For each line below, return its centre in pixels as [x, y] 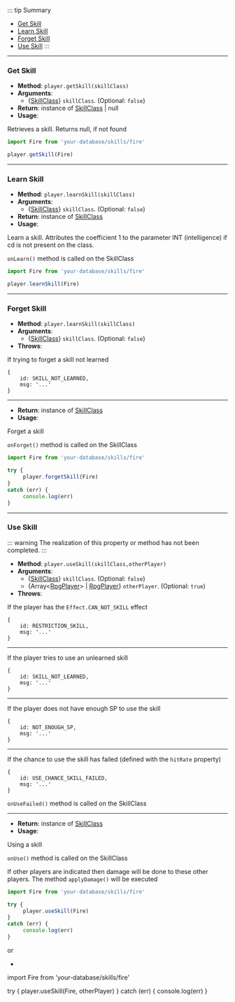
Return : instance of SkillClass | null [68, 108]
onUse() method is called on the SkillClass [67, 858]
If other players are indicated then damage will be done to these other [108, 871]
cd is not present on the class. [51, 245]
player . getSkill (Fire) [40, 155]
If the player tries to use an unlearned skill [67, 658]
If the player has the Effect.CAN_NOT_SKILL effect [78, 607]
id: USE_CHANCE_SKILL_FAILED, [64, 778]
